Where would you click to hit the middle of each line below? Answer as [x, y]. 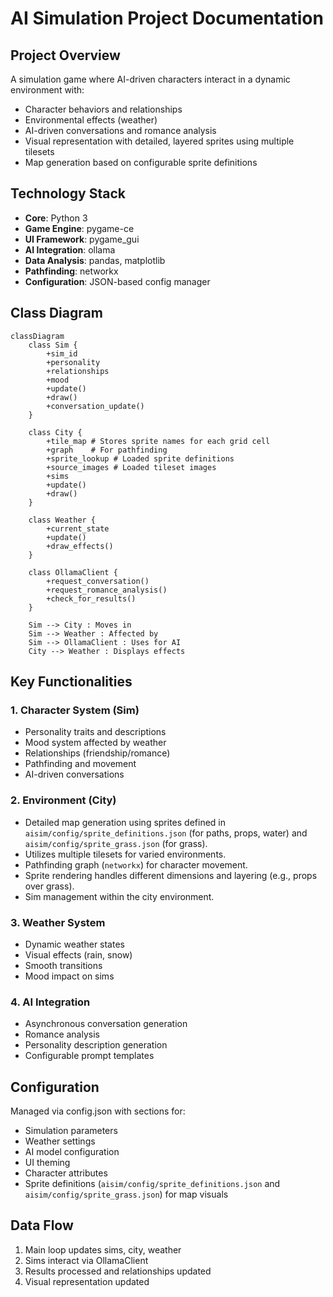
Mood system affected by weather [95, 743]
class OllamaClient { [73, 572]
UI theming [47, 1163]
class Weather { [62, 520]
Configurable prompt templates [89, 1056]
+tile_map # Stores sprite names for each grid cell [158, 441]
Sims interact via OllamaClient [86, 1260]
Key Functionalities [71, 682]
